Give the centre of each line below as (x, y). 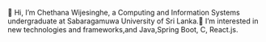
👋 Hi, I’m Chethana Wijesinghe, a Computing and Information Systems (124, 13)
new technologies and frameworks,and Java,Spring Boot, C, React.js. (123, 29)
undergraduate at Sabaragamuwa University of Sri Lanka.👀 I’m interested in (133, 21)
